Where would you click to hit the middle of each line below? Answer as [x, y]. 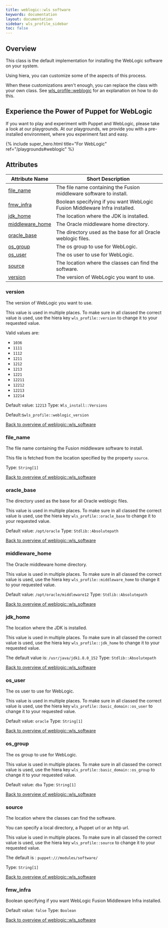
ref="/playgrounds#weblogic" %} [40, 149]
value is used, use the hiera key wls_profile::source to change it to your [81, 842]
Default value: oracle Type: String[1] [44, 721]
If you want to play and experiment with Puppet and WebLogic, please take [83, 123]
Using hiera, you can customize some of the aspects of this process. [76, 75]
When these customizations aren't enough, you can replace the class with [82, 85]
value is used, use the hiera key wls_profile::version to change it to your [82, 318]
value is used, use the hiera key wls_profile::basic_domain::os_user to [79, 706]
